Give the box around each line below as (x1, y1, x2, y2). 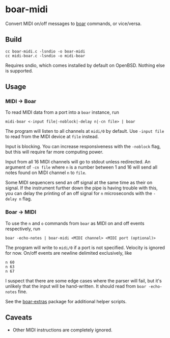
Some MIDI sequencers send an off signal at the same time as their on (5, 180, 153, 186)
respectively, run (5, 226, 41, 232)
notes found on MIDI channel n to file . (5, 170, 87, 176)
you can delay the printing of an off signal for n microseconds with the (5, 190, 153, 197)
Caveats (5, 313, 32, 322)
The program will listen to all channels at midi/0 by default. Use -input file (5, 128, 164, 134)
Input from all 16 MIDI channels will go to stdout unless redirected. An (5, 159, 151, 165)
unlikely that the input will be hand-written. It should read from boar (5, 283, 147, 289)
